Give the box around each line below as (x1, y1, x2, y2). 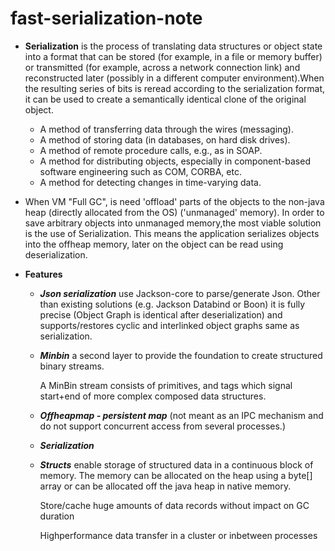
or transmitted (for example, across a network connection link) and (24, 61, 301, 73)
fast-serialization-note (10, 7, 203, 30)
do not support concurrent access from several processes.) (39, 420, 286, 432)
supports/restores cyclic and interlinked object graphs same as (39, 319, 300, 331)
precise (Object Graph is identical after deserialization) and (39, 308, 283, 321)
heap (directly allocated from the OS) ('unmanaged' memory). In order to (24, 206, 325, 218)
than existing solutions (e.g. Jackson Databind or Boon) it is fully (39, 298, 306, 310)
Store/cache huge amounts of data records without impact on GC (39, 499, 310, 511)
